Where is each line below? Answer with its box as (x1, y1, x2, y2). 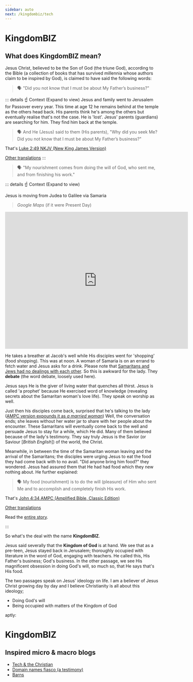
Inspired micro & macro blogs (5, 648, 96, 657)
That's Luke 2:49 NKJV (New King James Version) (5, 145, 107, 151)
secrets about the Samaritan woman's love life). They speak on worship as (5, 393, 154, 399)
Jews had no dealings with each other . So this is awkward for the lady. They (5, 368, 158, 374)
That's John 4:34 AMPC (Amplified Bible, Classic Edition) (5, 495, 120, 501)
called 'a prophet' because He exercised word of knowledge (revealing (5, 388, 148, 394)
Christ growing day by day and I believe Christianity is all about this (5, 583, 140, 588)
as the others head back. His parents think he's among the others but (5, 109, 144, 114)
